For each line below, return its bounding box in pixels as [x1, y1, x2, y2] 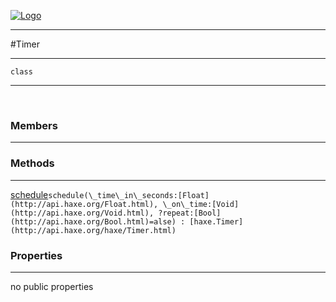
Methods [10, 156, 55, 170]
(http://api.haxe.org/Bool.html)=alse [10, 216, 172, 227]
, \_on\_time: [153, 199, 213, 209]
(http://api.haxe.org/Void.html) [10, 208, 150, 218]
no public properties [10, 280, 94, 292]
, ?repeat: [148, 208, 195, 218]
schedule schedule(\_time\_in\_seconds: [10, 188, 178, 200]
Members [10, 118, 58, 132]
